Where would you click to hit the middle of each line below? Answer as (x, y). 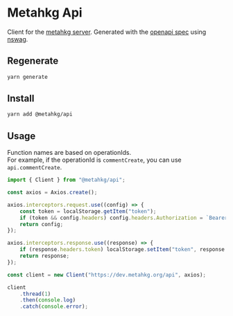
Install (21, 99)
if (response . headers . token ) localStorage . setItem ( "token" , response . (124, 250)
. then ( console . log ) (48, 300)
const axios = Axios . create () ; (52, 192)
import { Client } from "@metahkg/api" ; (67, 180)
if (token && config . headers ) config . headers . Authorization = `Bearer (124, 218)
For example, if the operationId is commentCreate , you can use (94, 160)
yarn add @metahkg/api (40, 114)
